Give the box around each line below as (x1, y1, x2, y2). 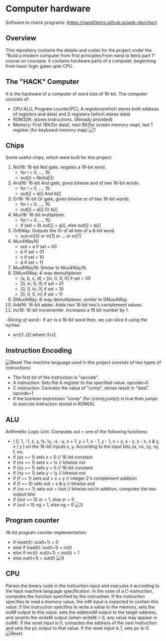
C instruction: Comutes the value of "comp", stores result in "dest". (12, 385, 150, 391)
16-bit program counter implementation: (5, 529, 87, 535)
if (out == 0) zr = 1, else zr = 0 (12, 496, 75, 502)
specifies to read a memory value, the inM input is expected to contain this (5, 599, 159, 605)
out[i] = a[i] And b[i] (20, 190, 61, 197)
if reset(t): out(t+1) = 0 (12, 539, 59, 545)
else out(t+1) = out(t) (12, 555, 55, 561)
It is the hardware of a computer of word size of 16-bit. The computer (5, 91, 148, 97)
